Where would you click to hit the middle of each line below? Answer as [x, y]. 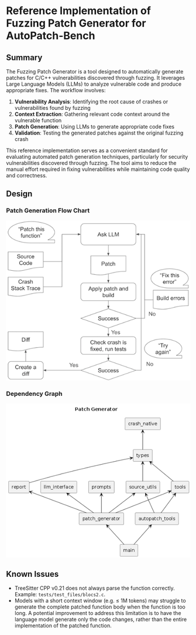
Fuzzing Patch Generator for [76, 23]
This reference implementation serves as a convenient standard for [87, 150]
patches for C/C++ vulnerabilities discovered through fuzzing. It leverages [96, 78]
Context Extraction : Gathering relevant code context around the [92, 114]
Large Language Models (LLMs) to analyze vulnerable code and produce [94, 84]
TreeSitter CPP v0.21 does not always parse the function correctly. [94, 588]
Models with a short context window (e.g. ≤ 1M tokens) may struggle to [100, 601]
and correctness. [27, 175]
